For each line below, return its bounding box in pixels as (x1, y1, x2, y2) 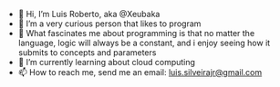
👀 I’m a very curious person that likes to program (17, 18, 202, 29)
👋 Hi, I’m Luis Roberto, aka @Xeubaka (17, 9, 161, 19)
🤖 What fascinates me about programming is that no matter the (17, 28, 255, 38)
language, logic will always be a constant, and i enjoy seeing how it (17, 37, 271, 48)
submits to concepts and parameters (17, 47, 157, 58)
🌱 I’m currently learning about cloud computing (17, 57, 196, 67)
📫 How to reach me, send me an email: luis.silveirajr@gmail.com (17, 67, 263, 77)
